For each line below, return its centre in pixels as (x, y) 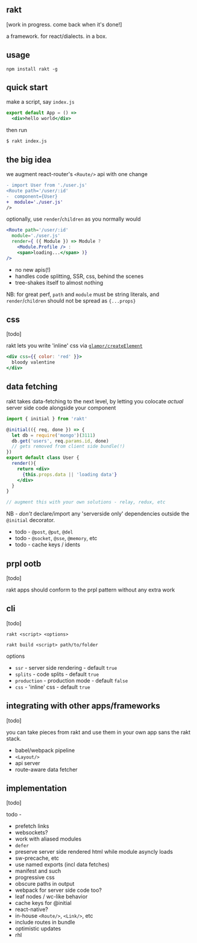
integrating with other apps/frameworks (83, 706)
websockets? (31, 833)
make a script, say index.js (40, 102)
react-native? (31, 909)
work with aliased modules (48, 839)
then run (17, 130)
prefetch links (32, 826)
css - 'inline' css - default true (52, 687)
